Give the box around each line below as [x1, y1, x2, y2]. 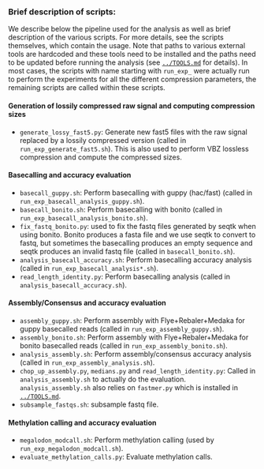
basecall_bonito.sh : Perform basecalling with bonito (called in [19, 204, 223, 214]
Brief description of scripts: [8, 6, 117, 17]
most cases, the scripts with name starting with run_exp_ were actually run [8, 66, 250, 76]
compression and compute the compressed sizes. [19, 152, 183, 162]
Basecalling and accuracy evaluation [8, 171, 132, 180]
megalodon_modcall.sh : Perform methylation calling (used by [19, 435, 214, 445]
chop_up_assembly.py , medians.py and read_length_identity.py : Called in [19, 366, 256, 375]
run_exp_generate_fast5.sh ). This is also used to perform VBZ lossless [19, 144, 250, 153]
